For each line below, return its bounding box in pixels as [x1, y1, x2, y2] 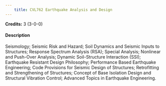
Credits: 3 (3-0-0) [5, 21, 43, 27]
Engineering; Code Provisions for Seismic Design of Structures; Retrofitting [5, 64, 160, 70]
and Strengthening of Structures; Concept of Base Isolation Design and [5, 70, 152, 76]
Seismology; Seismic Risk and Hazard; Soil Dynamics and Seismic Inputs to [5, 43, 160, 49]
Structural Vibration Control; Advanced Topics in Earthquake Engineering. [5, 75, 157, 81]
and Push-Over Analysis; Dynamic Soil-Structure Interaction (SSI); [5, 54, 141, 60]
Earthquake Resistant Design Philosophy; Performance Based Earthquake [5, 59, 156, 65]
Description [5, 32, 30, 38]
